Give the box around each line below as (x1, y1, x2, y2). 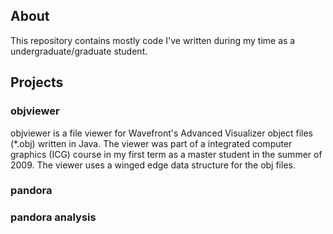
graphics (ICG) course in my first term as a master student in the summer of (10, 148, 323, 160)
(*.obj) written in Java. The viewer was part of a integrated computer (10, 137, 293, 149)
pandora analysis (10, 210, 97, 224)
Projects (10, 74, 64, 91)
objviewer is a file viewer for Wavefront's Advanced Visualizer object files (10, 127, 313, 139)
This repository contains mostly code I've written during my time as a (10, 34, 296, 46)
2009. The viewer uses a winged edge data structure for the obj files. (10, 159, 296, 171)
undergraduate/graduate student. (10, 45, 148, 57)
